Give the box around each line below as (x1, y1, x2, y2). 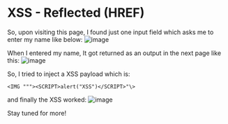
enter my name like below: (7, 35, 83, 43)
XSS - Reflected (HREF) (7, 5, 145, 21)
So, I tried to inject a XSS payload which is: (7, 70, 130, 78)
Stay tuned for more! (7, 109, 67, 117)
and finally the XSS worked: (7, 95, 87, 104)
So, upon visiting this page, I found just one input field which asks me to (7, 28, 214, 36)
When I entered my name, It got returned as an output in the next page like (7, 49, 222, 57)
